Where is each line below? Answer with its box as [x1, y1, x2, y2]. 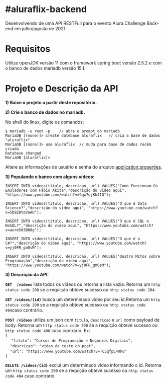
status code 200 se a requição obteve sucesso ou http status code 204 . [5, 286, 156, 292]
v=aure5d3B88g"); [5, 227, 42, 233]
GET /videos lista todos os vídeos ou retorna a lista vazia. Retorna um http [5, 281, 160, 287]
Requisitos [5, 43, 51, 55]
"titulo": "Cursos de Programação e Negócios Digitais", [11, 338, 133, 343]
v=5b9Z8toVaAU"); [5, 210, 42, 215]
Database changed [5, 150, 42, 156]
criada [5, 146, 19, 151]
